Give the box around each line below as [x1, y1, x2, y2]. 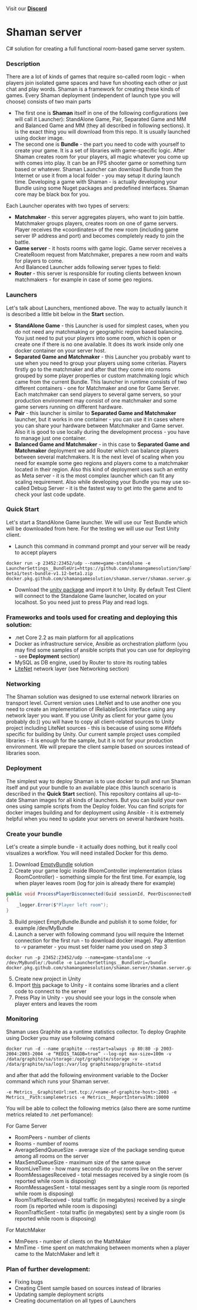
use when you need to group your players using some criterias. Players [14, 359, 186, 367]
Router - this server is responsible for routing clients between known [14, 270, 182, 277]
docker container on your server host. [14, 347, 107, 354]
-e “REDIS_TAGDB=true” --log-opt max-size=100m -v [45, 1050, 172, 1057]
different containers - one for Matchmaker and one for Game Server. [14, 384, 180, 391]
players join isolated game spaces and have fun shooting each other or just [6, 79, 188, 87]
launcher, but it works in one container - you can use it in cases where [14, 415, 185, 423]
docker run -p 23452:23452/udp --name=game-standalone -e [6, 560, 151, 566]
